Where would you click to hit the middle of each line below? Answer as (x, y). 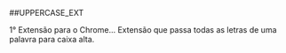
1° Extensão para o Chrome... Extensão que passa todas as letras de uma (143, 30)
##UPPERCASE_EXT (47, 13)
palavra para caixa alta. (52, 39)
